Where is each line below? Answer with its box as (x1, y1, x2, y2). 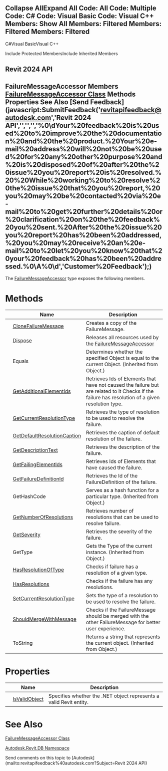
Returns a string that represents (85, 633, 160, 640)
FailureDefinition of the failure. (85, 478, 157, 485)
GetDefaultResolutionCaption (12, 432, 81, 439)
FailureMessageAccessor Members (5, 82, 118, 91)
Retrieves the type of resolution (85, 408, 160, 415)
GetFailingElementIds (12, 461, 62, 468)
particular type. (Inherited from (85, 493, 158, 500)
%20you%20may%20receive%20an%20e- (5, 238, 146, 247)
